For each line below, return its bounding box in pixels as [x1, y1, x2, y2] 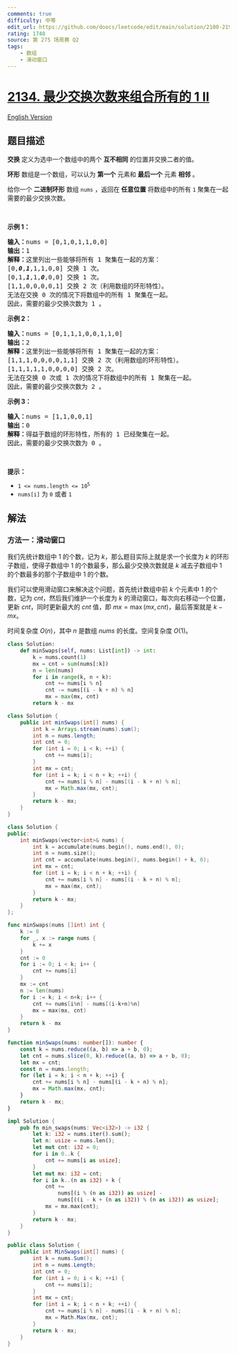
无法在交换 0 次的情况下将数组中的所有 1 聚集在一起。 [7, 291, 172, 298]
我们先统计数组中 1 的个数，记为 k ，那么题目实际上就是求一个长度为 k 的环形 [7, 552, 229, 561]
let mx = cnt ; [20, 1059, 61, 1066]
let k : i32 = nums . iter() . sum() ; [32, 1130, 131, 1138]
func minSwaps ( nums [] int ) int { [7, 921, 106, 929]
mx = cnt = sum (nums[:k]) [32, 660, 109, 667]
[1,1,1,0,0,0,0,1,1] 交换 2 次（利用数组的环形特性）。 [7, 356, 183, 364]
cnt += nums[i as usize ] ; [44, 1156, 121, 1164]
